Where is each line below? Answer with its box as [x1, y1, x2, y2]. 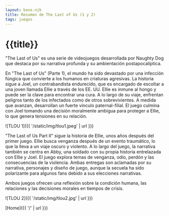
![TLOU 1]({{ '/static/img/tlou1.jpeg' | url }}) [5, 123, 94, 129]
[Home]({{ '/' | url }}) [5, 205, 48, 211]
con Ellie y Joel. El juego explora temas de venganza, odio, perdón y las [5, 154, 154, 160]
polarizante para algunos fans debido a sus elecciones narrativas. [5, 170, 142, 177]
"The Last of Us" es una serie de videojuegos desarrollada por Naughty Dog [5, 55, 164, 61]
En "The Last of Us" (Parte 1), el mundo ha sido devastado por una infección [5, 70, 164, 76]
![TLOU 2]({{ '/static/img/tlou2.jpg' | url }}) [5, 195, 93, 201]
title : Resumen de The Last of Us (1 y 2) [5, 12, 96, 17]
